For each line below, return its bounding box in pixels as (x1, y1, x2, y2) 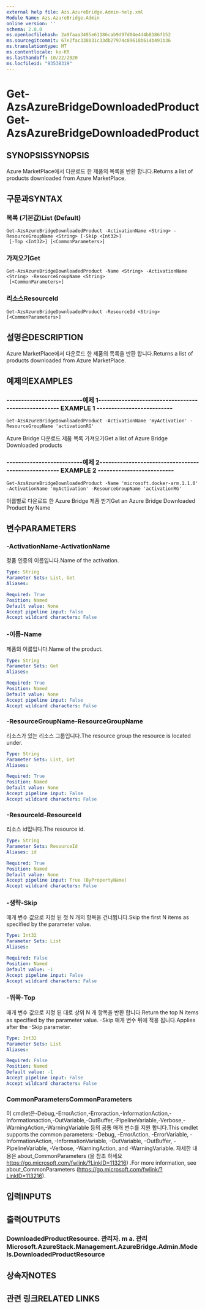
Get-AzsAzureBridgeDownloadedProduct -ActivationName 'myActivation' (6, 418, 188, 424)
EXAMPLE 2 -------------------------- (60, 466, 174, 475)
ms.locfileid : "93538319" (6, 60, 72, 66)
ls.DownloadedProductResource (6, 1250, 105, 1259)
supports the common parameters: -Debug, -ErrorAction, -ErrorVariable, (6, 1131, 188, 1138)
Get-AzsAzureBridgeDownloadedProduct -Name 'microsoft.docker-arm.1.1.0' (6, 480, 199, 486)
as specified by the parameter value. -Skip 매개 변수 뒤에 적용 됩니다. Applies (6, 1016, 196, 1024)
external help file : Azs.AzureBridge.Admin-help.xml (6, 9, 144, 15)
